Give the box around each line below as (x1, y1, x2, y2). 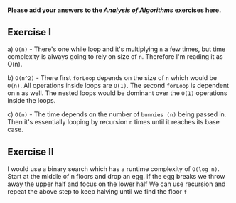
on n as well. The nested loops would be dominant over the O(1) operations (7, 89, 227, 97)
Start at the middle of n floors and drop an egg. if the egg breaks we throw (7, 172, 225, 181)
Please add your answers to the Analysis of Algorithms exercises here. (7, 6, 222, 14)
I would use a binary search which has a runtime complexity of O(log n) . (7, 165, 220, 173)
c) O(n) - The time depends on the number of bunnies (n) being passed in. (7, 110, 227, 119)
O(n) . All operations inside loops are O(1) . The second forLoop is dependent (7, 82, 230, 90)
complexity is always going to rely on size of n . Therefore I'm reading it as (7, 53, 223, 61)
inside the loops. (7, 97, 56, 105)
